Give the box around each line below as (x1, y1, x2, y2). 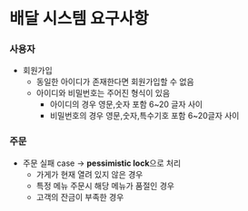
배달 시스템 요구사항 (9, 8, 150, 29)
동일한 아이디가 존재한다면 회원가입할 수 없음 (35, 76, 194, 87)
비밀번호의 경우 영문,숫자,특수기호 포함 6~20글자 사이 (49, 110, 240, 121)
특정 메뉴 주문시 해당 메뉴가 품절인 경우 (35, 180, 175, 191)
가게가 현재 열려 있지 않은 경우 (35, 168, 144, 179)
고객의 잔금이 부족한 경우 (35, 191, 124, 202)
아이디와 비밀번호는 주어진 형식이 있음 (35, 88, 171, 99)
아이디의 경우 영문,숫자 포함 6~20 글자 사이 (49, 99, 203, 110)
